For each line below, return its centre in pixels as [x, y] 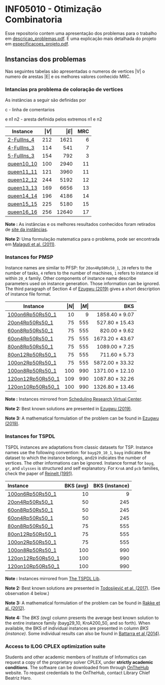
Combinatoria [34, 20]
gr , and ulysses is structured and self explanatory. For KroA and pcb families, [82, 468]
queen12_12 [23, 180]
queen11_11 [23, 172]
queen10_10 [23, 164]
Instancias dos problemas [46, 60]
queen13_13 [23, 188]
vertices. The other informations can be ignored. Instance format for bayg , [80, 463]
